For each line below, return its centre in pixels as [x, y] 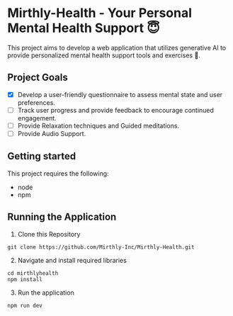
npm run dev [25, 305]
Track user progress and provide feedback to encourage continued [116, 110]
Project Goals [38, 78]
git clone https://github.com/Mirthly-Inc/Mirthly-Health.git [101, 247]
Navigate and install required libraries [72, 260]
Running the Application [62, 217]
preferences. [36, 102]
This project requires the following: [58, 173]
